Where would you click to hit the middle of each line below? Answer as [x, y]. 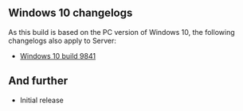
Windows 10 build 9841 [58, 55]
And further [38, 81]
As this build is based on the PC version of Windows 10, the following [121, 32]
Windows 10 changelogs [71, 13]
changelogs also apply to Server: [63, 40]
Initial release [41, 100]
